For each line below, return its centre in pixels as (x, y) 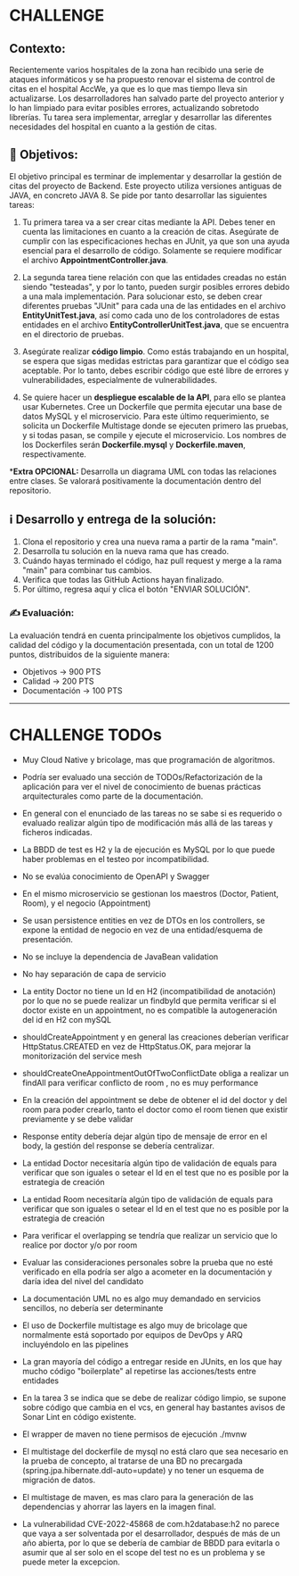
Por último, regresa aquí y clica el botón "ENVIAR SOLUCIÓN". (136, 589)
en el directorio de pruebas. (73, 334)
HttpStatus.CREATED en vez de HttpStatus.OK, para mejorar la (137, 1046)
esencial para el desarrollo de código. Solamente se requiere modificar (152, 250)
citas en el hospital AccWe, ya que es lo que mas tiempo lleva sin (128, 89)
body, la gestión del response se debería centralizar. (118, 1145)
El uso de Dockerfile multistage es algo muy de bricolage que (134, 1325)
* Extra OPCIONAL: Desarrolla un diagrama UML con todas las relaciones (143, 471)
